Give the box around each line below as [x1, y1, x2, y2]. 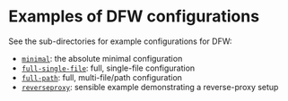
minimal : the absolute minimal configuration [21, 53, 183, 63]
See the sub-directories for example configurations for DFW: [8, 36, 232, 46]
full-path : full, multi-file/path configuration [21, 72, 183, 82]
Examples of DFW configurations [8, 6, 260, 27]
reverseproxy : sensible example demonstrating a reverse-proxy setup [21, 81, 279, 92]
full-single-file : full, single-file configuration [21, 63, 196, 73]
